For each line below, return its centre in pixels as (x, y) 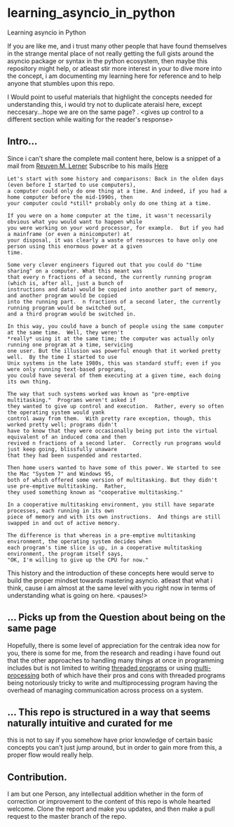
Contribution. (37, 777)
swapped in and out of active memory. (64, 523)
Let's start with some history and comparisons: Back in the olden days (116, 178)
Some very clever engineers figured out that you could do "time (104, 265)
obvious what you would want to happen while (75, 222)
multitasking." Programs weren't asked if (72, 400)
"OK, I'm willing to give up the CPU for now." (78, 560)
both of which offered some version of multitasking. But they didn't (112, 480)
